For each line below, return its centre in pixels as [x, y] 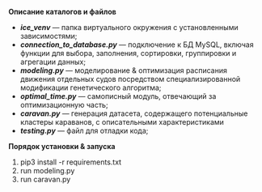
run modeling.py [47, 171]
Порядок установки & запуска [62, 146]
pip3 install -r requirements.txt [71, 162]
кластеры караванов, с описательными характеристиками [122, 122]
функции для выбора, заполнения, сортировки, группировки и [128, 53]
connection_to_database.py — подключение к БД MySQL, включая [137, 45]
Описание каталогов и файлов [63, 12]
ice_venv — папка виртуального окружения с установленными [129, 27]
